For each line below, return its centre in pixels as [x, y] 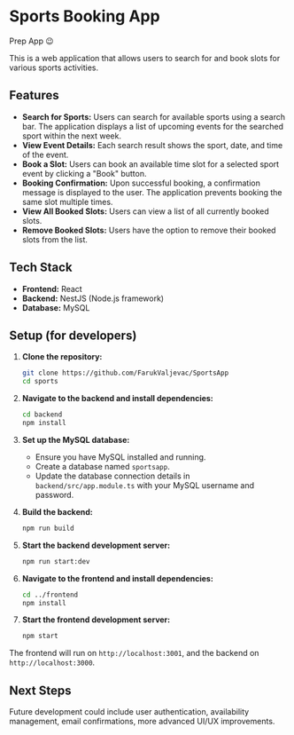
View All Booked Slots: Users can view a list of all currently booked [145, 211]
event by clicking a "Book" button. [84, 173]
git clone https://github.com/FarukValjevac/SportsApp [125, 373]
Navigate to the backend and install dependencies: [118, 399]
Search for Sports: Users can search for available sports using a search [154, 116]
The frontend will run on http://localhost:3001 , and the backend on [134, 653]
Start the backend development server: [96, 545]
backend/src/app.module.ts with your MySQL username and [145, 485]
